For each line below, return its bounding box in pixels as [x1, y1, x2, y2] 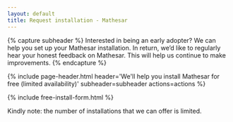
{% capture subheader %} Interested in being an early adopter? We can [7, 36, 217, 44]
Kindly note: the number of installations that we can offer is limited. [7, 107, 203, 115]
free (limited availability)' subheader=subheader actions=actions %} [7, 79, 206, 88]
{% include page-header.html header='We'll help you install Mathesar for [7, 72, 220, 81]
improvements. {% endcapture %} [7, 58, 107, 67]
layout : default [7, 10, 55, 18]
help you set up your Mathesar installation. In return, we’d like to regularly [7, 43, 221, 52]
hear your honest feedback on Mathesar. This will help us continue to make [7, 50, 227, 60]
